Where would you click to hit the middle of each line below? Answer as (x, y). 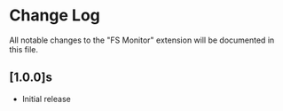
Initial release (46, 99)
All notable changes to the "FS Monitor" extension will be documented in (142, 40)
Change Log (55, 16)
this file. (24, 49)
